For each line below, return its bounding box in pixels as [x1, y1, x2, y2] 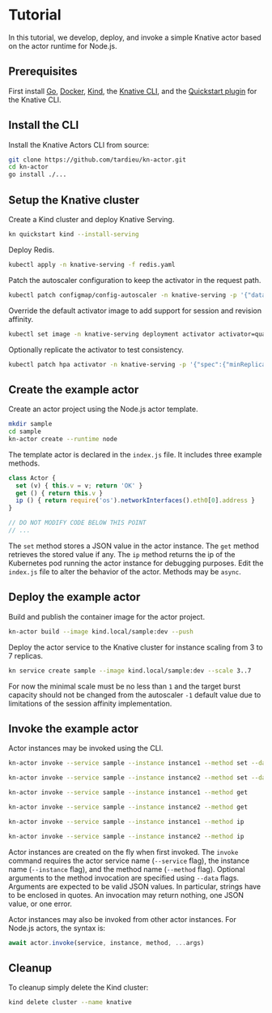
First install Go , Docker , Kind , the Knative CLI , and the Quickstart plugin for [8, 86, 257, 96]
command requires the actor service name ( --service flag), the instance [8, 856, 249, 865]
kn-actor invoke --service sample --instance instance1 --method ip [8, 818, 244, 826]
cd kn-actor [8, 163, 49, 171]
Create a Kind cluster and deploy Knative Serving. [8, 215, 175, 224]
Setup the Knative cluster [8, 193, 140, 207]
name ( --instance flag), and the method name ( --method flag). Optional [8, 864, 245, 873]
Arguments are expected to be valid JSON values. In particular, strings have [8, 882, 261, 891]
